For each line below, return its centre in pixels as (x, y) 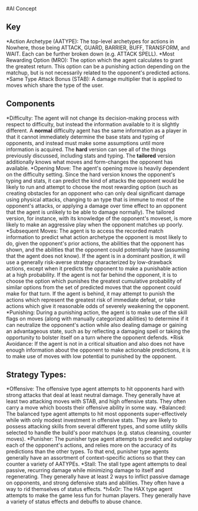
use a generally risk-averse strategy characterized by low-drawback (89, 262)
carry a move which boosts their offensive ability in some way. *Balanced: (96, 408)
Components (30, 104)
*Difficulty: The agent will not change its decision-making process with (93, 118)
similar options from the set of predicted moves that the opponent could (93, 287)
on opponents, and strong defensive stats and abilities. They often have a (95, 483)
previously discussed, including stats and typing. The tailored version (91, 155)
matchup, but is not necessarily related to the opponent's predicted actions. (98, 73)
